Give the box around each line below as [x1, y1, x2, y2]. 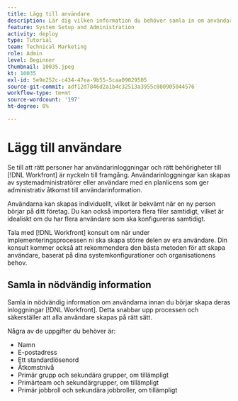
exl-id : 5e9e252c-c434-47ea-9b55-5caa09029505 [7, 76, 147, 84]
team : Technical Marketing [7, 43, 87, 50]
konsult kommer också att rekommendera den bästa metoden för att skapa [7, 243, 225, 252]
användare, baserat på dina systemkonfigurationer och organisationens [7, 251, 216, 259]
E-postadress [17, 348, 58, 356]
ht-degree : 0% [7, 103, 50, 110]
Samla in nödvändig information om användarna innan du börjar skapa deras [7, 297, 231, 306]
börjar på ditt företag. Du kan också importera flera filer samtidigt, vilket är [7, 207, 225, 215]
